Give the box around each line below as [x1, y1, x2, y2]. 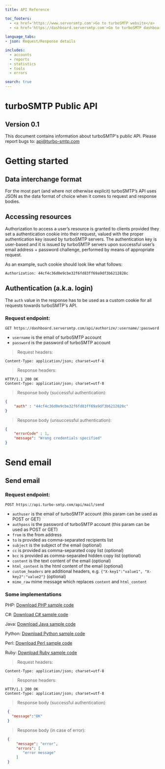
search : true [5, 80, 32, 84]
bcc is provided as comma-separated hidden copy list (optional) [12, 552, 141, 558]
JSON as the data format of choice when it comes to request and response [5, 193, 157, 199]
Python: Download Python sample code [5, 631, 85, 636]
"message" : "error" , [16, 741, 58, 746]
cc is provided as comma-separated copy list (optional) [12, 547, 124, 553]
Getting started [5, 156, 69, 167]
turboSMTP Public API [5, 101, 98, 112]
